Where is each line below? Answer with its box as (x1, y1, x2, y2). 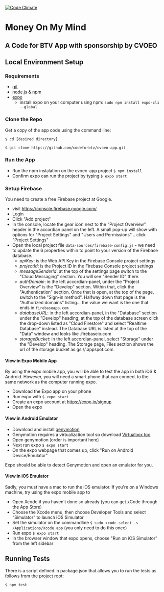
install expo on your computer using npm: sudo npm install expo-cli (19, 100, 160, 105)
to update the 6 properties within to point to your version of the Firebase (12, 248, 158, 254)
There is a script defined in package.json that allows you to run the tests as (5, 567, 157, 573)
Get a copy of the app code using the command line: (5, 127, 111, 133)
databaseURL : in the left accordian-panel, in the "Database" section (19, 310, 157, 316)
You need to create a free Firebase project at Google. (5, 196, 113, 202)
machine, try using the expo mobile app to (5, 489, 91, 495)
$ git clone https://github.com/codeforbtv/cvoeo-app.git (5, 145, 126, 150)
